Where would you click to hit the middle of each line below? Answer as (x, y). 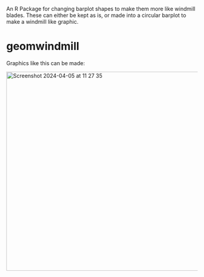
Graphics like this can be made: (46, 63)
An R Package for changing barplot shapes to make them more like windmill (101, 9)
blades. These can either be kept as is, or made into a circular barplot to (96, 15)
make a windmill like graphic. (42, 22)
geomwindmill (43, 47)
